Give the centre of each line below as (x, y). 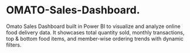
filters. (14, 45)
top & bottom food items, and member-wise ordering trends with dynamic (95, 38)
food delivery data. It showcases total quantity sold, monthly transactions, (95, 32)
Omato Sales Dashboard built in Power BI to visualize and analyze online (93, 26)
